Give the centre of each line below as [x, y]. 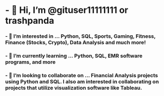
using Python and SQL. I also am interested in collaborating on [82, 82]
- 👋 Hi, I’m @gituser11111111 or [67, 10]
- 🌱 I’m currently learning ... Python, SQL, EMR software [74, 56]
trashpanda [30, 21]
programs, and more [30, 62]
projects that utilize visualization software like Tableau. [74, 88]
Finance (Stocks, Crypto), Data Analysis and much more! [75, 43]
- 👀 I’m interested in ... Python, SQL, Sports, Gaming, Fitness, [80, 36]
